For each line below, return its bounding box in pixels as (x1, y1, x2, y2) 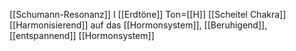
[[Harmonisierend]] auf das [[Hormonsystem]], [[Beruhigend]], (9, 19, 268, 31)
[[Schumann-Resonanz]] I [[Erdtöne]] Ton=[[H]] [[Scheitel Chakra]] (9, 9, 287, 20)
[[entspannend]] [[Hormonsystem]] (9, 30, 155, 41)
